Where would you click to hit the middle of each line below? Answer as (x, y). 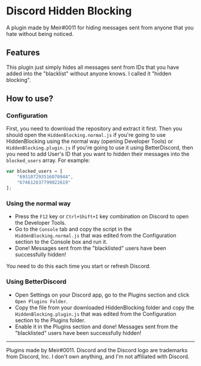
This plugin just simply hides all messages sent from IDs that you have (93, 67)
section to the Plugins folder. (50, 320)
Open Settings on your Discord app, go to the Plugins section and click (102, 295)
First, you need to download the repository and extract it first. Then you (94, 129)
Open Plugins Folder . (41, 301)
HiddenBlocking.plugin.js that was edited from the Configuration (95, 314)
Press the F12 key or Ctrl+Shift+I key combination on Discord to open (102, 216)
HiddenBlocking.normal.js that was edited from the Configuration (95, 236)
